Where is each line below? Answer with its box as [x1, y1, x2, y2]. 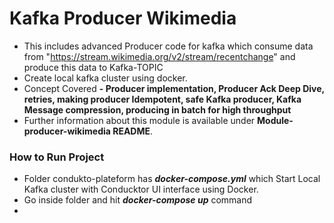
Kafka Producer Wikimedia [9, 7, 237, 30]
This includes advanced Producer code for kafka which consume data [23, 40, 314, 52]
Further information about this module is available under [23, 114, 256, 126]
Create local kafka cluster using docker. [23, 72, 188, 84]
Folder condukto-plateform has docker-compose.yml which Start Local [23, 173, 321, 185]
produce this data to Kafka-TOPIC [23, 61, 164, 73]
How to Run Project [9, 150, 105, 164]
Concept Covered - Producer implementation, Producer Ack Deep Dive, [23, 82, 325, 94]
